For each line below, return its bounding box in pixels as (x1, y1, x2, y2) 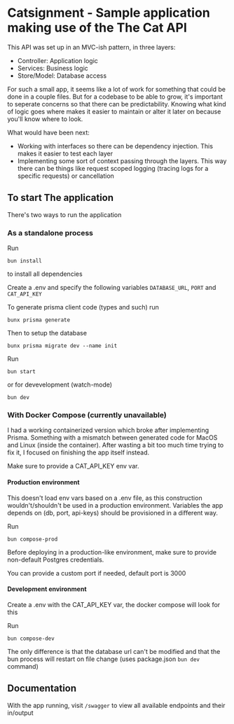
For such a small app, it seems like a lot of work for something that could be (7, 85, 226, 93)
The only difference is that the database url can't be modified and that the (7, 647, 221, 655)
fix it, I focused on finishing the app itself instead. (7, 448, 150, 457)
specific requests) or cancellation (17, 172, 114, 180)
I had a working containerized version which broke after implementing (7, 426, 209, 435)
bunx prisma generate (7, 316, 71, 323)
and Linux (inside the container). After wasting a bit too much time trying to (7, 441, 224, 450)
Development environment (7, 585, 87, 593)
